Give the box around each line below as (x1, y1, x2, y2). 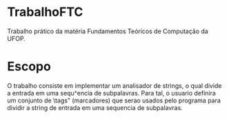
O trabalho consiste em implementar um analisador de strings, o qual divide (7, 81, 222, 90)
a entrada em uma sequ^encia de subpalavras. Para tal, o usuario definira (7, 89, 216, 97)
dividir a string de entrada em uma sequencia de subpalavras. (7, 103, 183, 111)
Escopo (7, 59, 52, 75)
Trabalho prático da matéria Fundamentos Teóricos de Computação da (7, 27, 208, 35)
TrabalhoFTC (7, 4, 83, 20)
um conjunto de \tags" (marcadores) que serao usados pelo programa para (7, 96, 221, 104)
